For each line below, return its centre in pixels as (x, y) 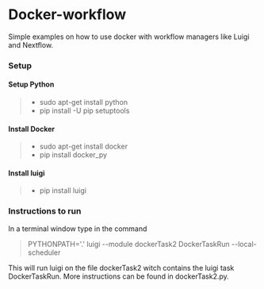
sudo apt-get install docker (84, 146)
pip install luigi (63, 191)
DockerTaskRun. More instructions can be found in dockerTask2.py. (119, 276)
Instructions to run (45, 211)
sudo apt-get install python (84, 102)
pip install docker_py (73, 155)
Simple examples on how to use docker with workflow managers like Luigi (129, 37)
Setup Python (31, 84)
